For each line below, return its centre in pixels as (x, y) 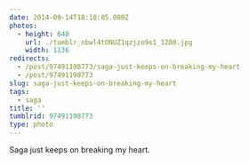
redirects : (29, 59)
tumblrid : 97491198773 (51, 116)
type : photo (31, 125)
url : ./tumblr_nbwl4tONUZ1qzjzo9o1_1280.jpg (109, 42)
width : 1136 (47, 51)
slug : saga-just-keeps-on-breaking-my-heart (93, 83)
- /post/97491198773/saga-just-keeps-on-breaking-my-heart (129, 67)
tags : (19, 91)
